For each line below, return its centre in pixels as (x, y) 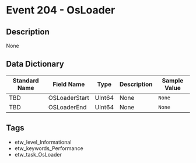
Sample (173, 81)
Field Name (69, 84)
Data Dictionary (35, 64)
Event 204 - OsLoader (61, 10)
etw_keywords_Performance (49, 148)
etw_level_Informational (43, 142)
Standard (26, 81)
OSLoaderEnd (67, 107)
